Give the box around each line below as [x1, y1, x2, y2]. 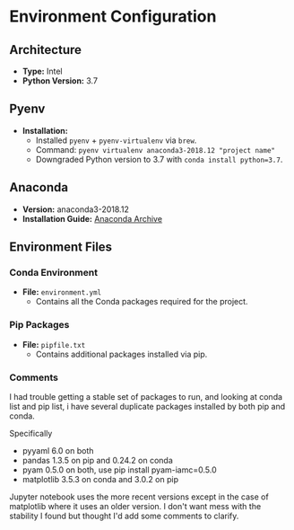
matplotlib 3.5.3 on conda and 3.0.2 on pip [22, 473, 179, 484]
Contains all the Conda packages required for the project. [35, 296, 248, 307]
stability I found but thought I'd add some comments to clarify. [9, 510, 239, 521]
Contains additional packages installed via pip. [35, 349, 208, 359]
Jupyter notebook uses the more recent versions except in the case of [9, 491, 269, 502]
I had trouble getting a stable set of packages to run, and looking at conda [9, 391, 283, 402]
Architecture [9, 42, 82, 57]
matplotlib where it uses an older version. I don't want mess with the [9, 500, 262, 511]
